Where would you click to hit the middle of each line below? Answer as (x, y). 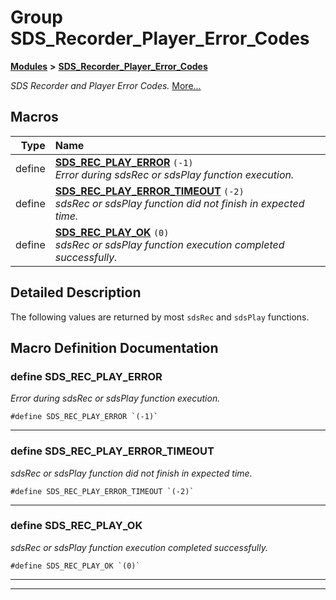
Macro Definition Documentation (114, 347)
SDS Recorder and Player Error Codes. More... (106, 85)
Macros (34, 117)
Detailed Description (76, 292)
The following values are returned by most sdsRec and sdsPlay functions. (160, 317)
